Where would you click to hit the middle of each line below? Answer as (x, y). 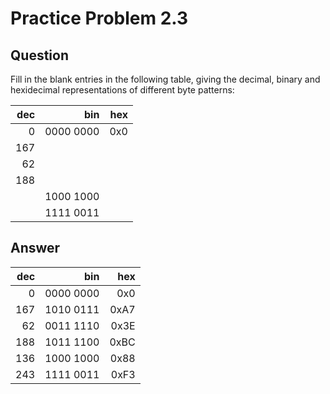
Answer (35, 248)
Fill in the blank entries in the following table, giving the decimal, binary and (165, 79)
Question (39, 55)
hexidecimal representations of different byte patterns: (122, 90)
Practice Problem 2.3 (99, 18)
